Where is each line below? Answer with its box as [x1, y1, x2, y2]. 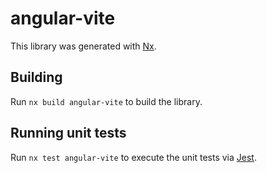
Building [10, 69, 63, 86]
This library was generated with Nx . [10, 40, 157, 52]
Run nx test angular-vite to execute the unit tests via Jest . [10, 151, 257, 163]
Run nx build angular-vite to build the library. [10, 95, 203, 107]
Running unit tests [10, 125, 127, 142]
